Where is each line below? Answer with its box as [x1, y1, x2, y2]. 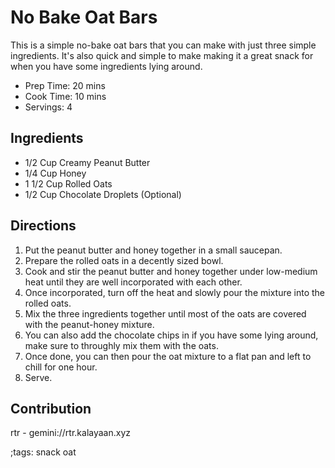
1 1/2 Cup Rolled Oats [24, 177, 113, 190]
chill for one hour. [24, 361, 98, 373]
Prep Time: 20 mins [24, 79, 106, 91]
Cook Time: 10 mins [24, 90, 107, 102]
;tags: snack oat [10, 446, 77, 458]
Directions [10, 217, 77, 235]
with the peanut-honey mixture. [24, 318, 155, 330]
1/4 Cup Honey [24, 167, 87, 179]
